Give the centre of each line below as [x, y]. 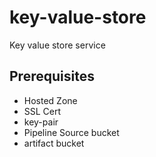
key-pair [41, 122]
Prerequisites [52, 76]
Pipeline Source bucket [71, 132]
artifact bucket [54, 143]
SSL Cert [42, 111]
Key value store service [57, 45]
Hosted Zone [50, 100]
